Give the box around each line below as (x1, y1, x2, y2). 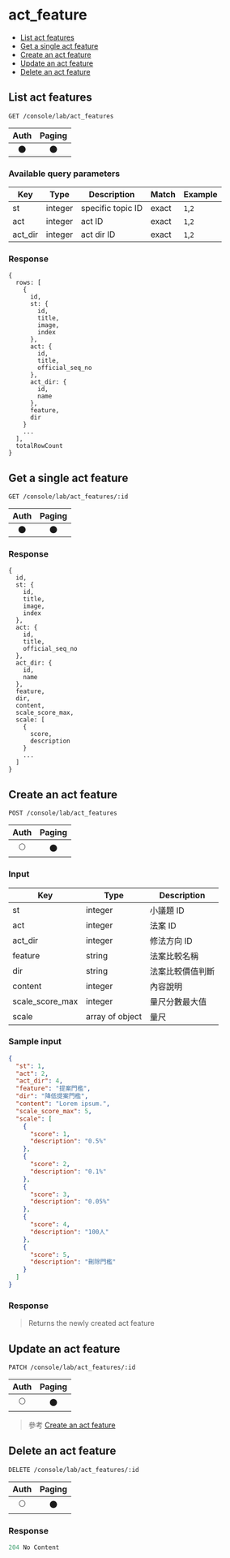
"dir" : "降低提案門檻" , (15, 1092, 89, 1100)
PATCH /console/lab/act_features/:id (8, 1363, 136, 1372)
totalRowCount (15, 442, 63, 450)
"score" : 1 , (29, 1130, 70, 1138)
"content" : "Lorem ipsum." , (15, 1100, 111, 1108)
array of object (86, 1010, 143, 1022)
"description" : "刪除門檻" (29, 1258, 117, 1267)
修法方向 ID (149, 935, 193, 946)
